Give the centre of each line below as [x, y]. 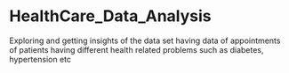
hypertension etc [40, 59]
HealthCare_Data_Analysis [110, 16]
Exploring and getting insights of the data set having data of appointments [145, 40]
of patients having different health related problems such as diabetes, [136, 49]
